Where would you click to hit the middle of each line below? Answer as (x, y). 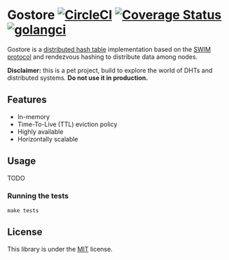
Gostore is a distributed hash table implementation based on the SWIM (109, 49)
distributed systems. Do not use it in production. (78, 78)
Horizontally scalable (48, 139)
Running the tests (38, 196)
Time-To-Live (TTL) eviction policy (67, 124)
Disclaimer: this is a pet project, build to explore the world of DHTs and (110, 70)
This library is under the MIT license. (60, 249)
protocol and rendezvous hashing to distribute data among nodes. (103, 57)
